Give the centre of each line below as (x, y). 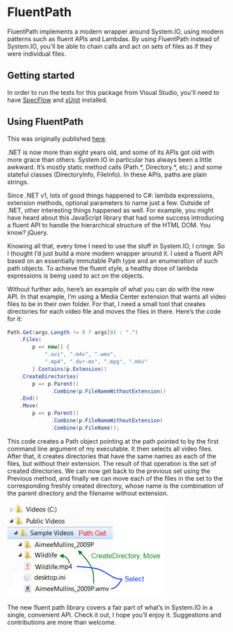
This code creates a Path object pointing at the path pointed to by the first (113, 441)
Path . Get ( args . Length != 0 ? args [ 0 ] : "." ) (73, 332)
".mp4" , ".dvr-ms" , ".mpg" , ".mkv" (96, 362)
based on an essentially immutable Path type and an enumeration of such (112, 261)
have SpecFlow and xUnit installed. (57, 100)
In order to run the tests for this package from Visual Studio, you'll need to (113, 92)
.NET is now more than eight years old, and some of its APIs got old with (111, 152)
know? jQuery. (28, 232)
